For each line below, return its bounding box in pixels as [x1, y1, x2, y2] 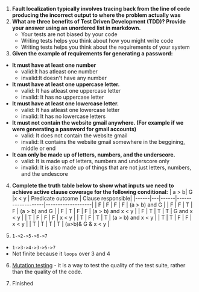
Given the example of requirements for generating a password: [11, 50, 173, 57]
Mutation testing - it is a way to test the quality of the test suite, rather [11, 262, 186, 269]
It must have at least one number [11, 61, 96, 69]
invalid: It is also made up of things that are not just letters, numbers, [21, 164, 192, 171]
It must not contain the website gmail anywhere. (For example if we [11, 119, 184, 126]
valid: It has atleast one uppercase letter [21, 87, 121, 94]
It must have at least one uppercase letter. [11, 81, 120, 88]
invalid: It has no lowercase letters [21, 113, 106, 120]
